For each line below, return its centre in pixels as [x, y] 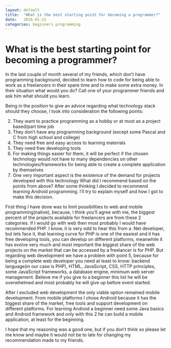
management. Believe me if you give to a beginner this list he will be [76, 277]
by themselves [28, 170]
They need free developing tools [47, 148]
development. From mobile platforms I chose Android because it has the [81, 298]
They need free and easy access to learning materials [69, 143]
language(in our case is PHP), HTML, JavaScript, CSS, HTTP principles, [80, 266]
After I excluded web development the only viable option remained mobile [83, 292]
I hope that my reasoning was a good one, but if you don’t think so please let [85, 330]
